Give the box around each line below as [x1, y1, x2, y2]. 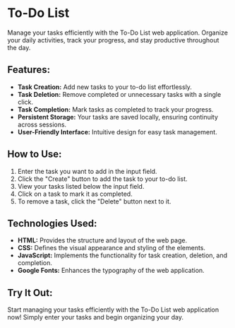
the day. [7, 43, 31, 52]
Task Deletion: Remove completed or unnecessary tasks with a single [17, 90, 222, 98]
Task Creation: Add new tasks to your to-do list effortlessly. [17, 83, 193, 91]
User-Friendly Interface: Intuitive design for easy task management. [17, 127, 217, 136]
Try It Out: [7, 286, 53, 298]
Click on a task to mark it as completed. [17, 189, 133, 198]
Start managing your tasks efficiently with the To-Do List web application [7, 305, 219, 314]
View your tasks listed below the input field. [17, 182, 145, 190]
